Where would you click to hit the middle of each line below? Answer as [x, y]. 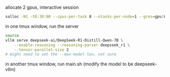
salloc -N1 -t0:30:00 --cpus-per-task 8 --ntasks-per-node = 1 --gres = [80, 17]
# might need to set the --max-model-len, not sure [61, 54]
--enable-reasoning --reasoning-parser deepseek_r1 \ [72, 45]
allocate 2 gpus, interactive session [42, 7]
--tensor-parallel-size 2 [42, 50]
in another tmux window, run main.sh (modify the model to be [69, 64]
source [12, 35]
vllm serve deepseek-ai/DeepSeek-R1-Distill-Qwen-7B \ [64, 40]
